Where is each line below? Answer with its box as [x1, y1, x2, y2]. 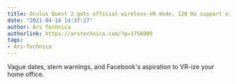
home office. [7, 70, 44, 78]
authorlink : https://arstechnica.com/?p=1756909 [7, 30, 153, 37]
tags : [7, 37, 23, 44]
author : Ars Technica [7, 23, 71, 30]
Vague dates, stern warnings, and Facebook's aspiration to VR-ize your [7, 63, 215, 71]
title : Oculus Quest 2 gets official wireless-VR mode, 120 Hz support [7, 10, 222, 18]
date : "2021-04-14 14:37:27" [7, 17, 93, 24]
